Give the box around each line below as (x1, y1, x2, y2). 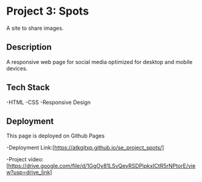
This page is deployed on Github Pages (6, 132, 105, 139)
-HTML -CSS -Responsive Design (6, 99, 91, 106)
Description (6, 42, 52, 52)
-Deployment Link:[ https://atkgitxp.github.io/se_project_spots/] (6, 144, 164, 152)
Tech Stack (6, 82, 50, 93)
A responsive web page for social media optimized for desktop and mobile (6, 58, 193, 65)
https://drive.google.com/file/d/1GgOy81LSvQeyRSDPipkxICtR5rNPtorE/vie (8, 163, 196, 170)
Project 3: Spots (6, 4, 89, 18)
